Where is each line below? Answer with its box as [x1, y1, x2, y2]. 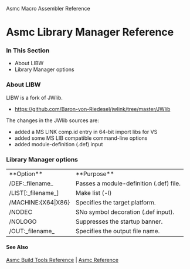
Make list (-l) [75, 189, 112, 197]
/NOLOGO [9, 217, 37, 226]
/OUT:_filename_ [9, 227, 55, 236]
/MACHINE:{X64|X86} [9, 199, 70, 207]
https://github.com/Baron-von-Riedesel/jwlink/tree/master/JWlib [14, 105, 171, 112]
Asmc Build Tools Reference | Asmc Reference [6, 257, 119, 264]
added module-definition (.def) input [14, 140, 103, 147]
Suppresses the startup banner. [75, 217, 163, 226]
